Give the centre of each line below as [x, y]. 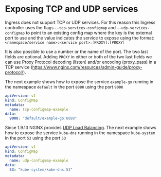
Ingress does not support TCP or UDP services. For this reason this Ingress [80, 22]
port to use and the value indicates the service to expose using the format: [80, 38]
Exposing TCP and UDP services [72, 9]
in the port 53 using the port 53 [36, 138]
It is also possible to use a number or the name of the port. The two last [77, 52]
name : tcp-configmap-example [39, 109]
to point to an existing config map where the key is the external [89, 33]
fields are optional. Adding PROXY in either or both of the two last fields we [79, 56]
